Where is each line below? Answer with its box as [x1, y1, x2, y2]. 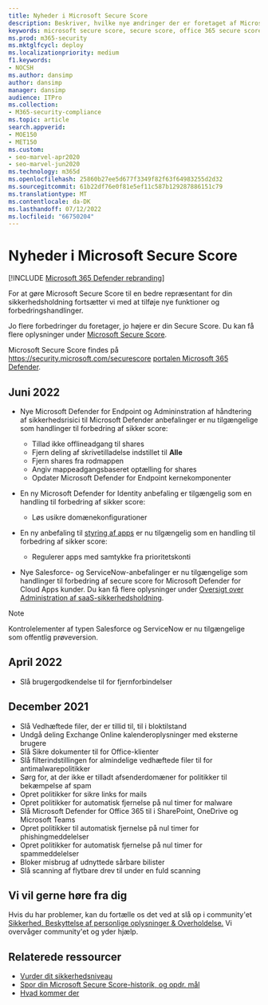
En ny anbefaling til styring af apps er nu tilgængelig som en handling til [19, 528, 256, 537]
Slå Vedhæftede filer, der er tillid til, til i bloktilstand [19, 721, 187, 731]
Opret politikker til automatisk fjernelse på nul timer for [19, 823, 199, 832]
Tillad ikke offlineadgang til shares [31, 439, 145, 449]
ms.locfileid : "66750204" [8, 213, 94, 221]
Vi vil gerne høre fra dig [8, 889, 128, 903]
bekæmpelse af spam [19, 780, 92, 790]
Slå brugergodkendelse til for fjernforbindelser [19, 676, 173, 686]
